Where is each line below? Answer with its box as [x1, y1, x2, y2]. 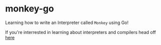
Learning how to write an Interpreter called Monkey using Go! [5, 19, 129, 25]
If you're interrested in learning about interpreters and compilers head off [5, 29, 156, 35]
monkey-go [5, 3, 54, 14]
